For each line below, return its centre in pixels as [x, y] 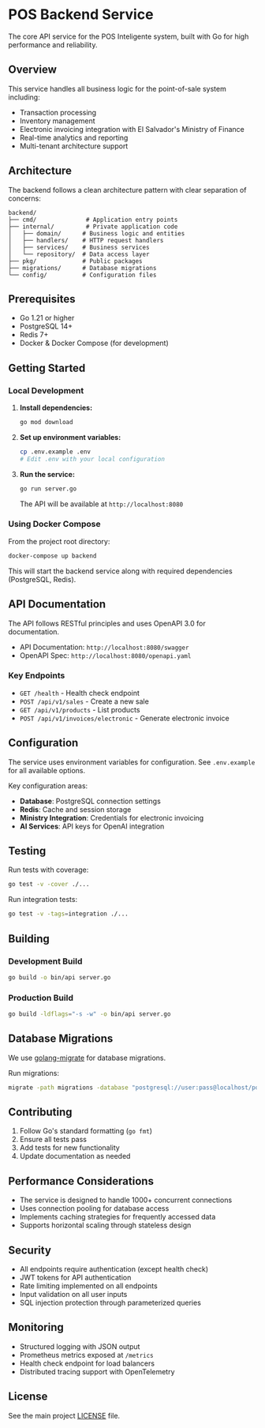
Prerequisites [42, 299]
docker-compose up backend [52, 556]
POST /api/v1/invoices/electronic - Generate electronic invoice [125, 718]
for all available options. [47, 770]
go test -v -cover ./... [49, 885]
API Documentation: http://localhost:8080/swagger [104, 647]
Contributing [40, 1112]
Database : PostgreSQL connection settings [90, 801]
